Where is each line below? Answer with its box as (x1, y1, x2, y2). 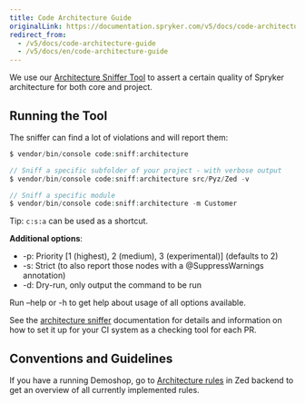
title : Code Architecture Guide (9, 13, 132, 23)
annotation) (22, 270, 66, 281)
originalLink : (9, 22, 64, 31)
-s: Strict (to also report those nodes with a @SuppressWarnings (22, 261, 265, 271)
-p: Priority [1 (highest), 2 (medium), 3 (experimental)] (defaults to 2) (22, 251, 279, 261)
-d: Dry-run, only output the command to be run (22, 280, 202, 291)
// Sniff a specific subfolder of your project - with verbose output (9, 165, 282, 175)
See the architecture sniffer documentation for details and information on (9, 315, 283, 326)
